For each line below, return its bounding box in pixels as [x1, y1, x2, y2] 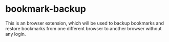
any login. [5, 31, 26, 37]
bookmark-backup [5, 3, 86, 15]
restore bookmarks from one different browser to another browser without [5, 25, 162, 31]
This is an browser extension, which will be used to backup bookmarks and [5, 20, 164, 26]
